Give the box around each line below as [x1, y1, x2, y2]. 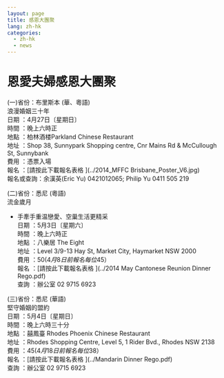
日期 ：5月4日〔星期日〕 [7, 312, 77, 320]
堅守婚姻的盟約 [7, 303, 50, 311]
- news [13, 42, 32, 49]
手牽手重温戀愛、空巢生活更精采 [17, 212, 108, 221]
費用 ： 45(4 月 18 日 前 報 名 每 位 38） [7, 346, 103, 355]
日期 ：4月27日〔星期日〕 [7, 115, 81, 123]
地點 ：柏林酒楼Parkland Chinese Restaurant [7, 132, 134, 141]
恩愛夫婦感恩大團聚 [7, 74, 116, 90]
